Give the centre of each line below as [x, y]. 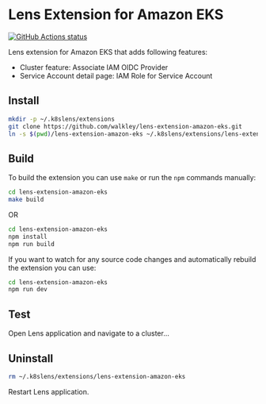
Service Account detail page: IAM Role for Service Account [116, 75]
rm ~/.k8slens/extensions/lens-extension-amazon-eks [97, 376]
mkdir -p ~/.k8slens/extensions [61, 119]
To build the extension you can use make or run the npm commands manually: [132, 178]
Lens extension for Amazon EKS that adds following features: [108, 52]
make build [26, 200]
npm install [28, 237]
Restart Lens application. [49, 391]
